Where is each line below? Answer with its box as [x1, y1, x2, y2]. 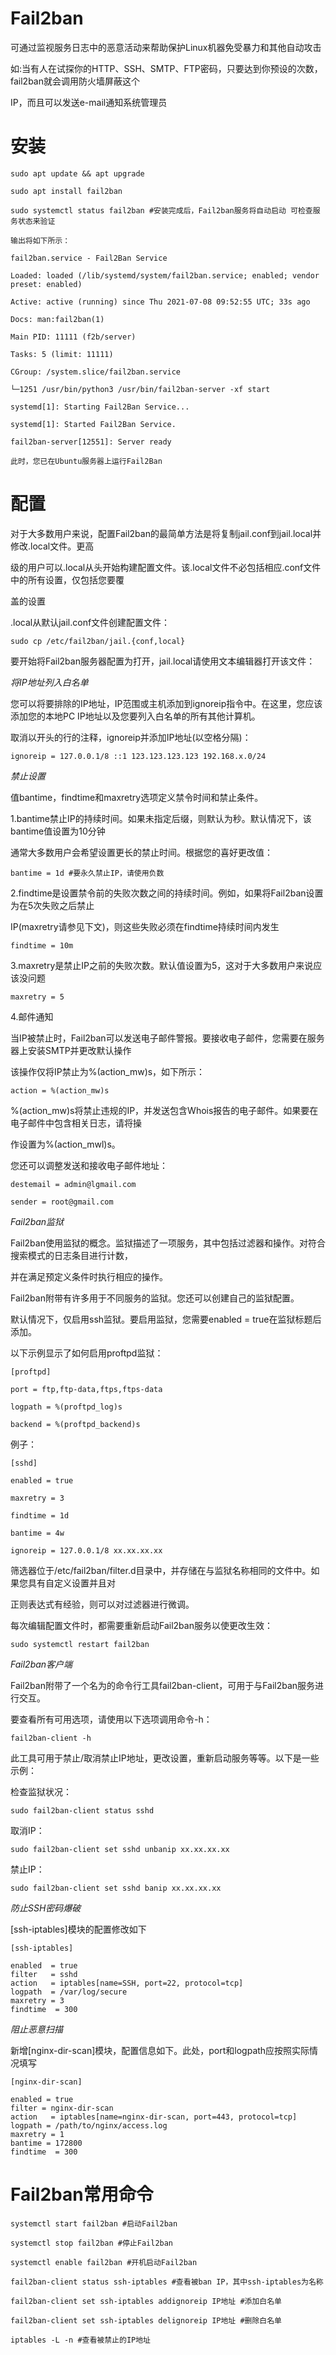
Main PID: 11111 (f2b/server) [10, 332, 137, 342]
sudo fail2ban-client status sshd [10, 1805, 155, 1816]
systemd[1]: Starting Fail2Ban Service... [10, 402, 190, 412]
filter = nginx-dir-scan [10, 2103, 114, 2113]
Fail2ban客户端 [10, 1658, 73, 1670]
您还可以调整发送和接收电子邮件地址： [10, 1159, 168, 1171]
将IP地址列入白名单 [10, 676, 89, 688]
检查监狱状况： [10, 1785, 72, 1797]
